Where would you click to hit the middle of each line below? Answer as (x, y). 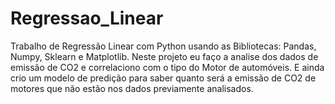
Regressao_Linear (87, 18)
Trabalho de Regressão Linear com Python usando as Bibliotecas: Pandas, (163, 46)
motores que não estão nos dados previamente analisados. (132, 88)
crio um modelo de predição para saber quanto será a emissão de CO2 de (163, 78)
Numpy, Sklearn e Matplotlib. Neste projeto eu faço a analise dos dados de (164, 56)
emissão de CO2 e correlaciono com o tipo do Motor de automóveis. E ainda (167, 67)
